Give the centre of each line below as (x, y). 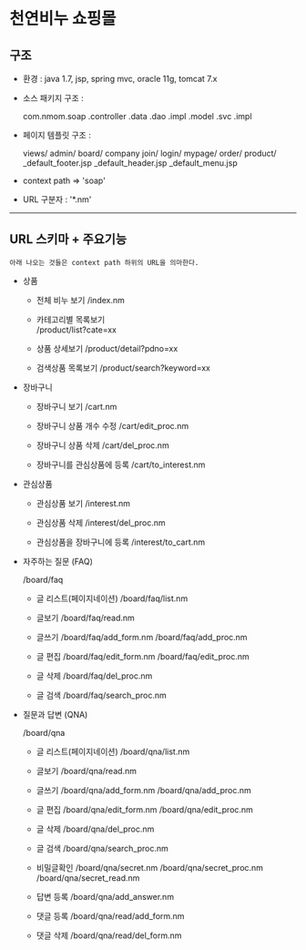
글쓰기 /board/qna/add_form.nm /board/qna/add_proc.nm (144, 790)
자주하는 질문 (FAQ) (58, 561)
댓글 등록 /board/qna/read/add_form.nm (110, 915)
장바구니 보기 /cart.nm (76, 406)
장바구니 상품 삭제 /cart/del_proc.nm (103, 445)
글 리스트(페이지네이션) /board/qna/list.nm (113, 751)
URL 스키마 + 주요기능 (68, 239)
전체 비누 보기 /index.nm (81, 300)
